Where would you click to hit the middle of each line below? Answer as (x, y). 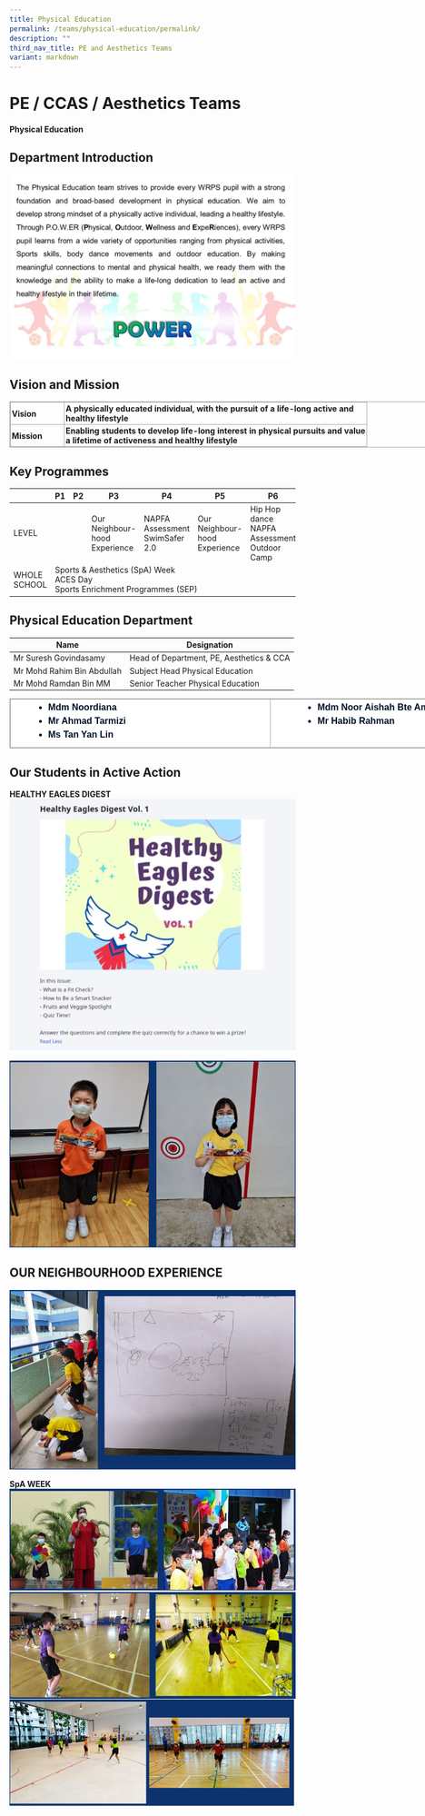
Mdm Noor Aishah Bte (365, 708)
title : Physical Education (60, 19)
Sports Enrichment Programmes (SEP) (126, 590)
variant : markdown (44, 58)
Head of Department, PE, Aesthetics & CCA (210, 658)
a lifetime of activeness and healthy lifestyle (152, 441)
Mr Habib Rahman (356, 721)
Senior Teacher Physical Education (194, 683)
